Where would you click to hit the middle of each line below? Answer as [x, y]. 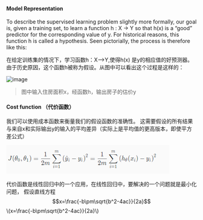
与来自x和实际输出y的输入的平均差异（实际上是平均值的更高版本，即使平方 [99, 129]
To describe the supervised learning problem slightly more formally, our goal [101, 22]
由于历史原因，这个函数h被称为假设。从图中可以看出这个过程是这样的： [95, 68]
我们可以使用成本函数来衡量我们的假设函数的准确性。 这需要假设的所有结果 [100, 121]
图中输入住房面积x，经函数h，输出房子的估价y [79, 92]
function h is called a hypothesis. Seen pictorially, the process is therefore [98, 41]
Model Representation [35, 8]
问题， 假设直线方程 [31, 192]
